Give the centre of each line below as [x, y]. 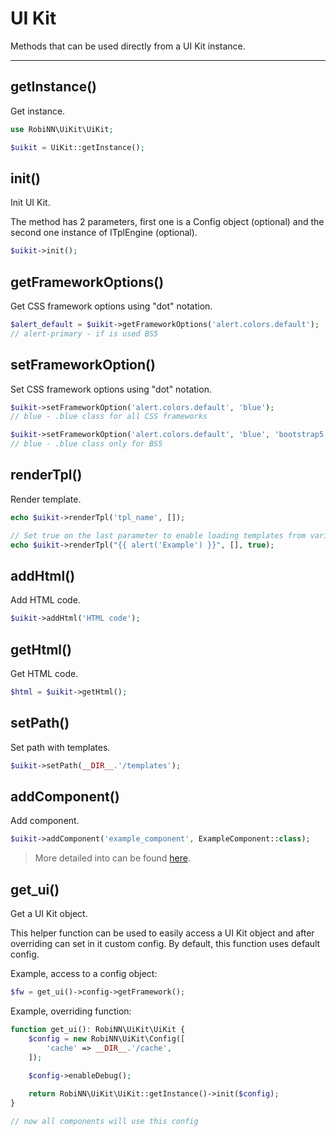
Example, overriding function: [71, 1011]
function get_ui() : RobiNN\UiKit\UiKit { [98, 1029]
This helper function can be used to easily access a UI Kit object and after [162, 933]
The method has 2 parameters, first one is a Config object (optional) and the [167, 222]
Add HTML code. [45, 600]
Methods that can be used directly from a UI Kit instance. [128, 46]
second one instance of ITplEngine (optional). [104, 233]
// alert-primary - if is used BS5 [84, 333]
